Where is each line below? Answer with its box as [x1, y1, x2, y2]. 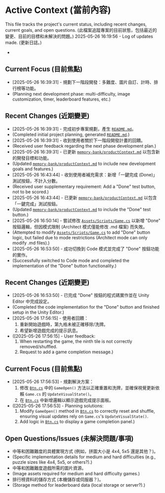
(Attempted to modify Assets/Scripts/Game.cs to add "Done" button [12, 229, 151, 235]
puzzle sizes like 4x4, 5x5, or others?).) [12, 459, 92, 465]
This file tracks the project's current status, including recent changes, [5, 21, 147, 27]
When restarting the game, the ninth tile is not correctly [19, 338, 132, 344]
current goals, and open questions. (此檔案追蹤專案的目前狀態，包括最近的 [5, 27, 157, 33]
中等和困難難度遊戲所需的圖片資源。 [12, 465, 86, 471]
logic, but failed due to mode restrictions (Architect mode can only [12, 234, 148, 240]
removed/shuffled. [19, 344, 58, 350]
